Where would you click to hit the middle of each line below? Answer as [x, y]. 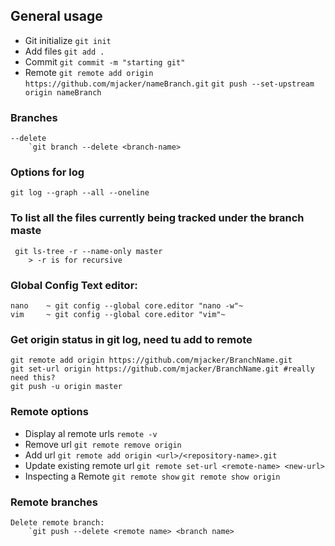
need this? [33, 378]
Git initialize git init [68, 40]
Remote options [49, 412]
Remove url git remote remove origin [103, 444]
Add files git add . [64, 51]
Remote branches [54, 502]
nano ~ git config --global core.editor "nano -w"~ [127, 306]
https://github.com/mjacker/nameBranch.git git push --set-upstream [169, 84]
